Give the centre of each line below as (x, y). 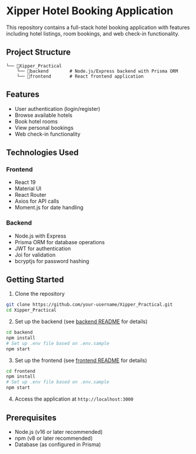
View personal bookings (44, 127)
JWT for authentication (43, 248)
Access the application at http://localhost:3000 (74, 399)
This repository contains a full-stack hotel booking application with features (98, 27)
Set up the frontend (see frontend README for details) (81, 360)
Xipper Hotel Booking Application (90, 11)
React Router (30, 195)
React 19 (25, 183)
